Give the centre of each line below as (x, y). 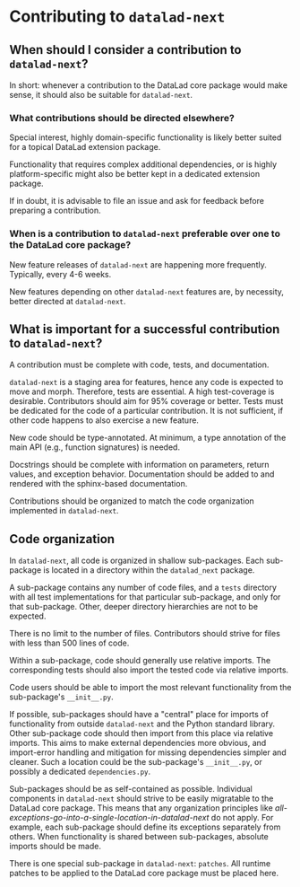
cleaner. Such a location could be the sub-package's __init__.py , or (136, 762)
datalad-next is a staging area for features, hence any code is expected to (146, 382)
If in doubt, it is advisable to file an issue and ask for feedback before (137, 201)
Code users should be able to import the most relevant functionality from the (150, 688)
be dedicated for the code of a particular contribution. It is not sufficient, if (146, 411)
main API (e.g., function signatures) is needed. (95, 447)
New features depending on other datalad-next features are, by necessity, (147, 291)
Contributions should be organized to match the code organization (132, 501)
